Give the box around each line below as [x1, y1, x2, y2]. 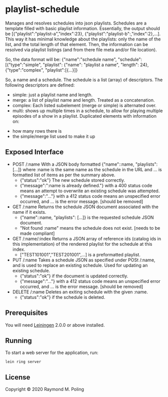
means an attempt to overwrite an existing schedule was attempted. [19, 188, 160, 194]
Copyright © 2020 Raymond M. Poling [5, 386, 84, 392]
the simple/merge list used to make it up [12, 133, 95, 139]
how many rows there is [12, 128, 62, 134]
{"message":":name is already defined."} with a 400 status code [19, 182, 152, 188]
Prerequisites [5, 309, 48, 317]
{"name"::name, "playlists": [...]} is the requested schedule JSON [19, 214, 154, 220]
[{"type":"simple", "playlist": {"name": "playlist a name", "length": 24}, [5, 62, 149, 68]
